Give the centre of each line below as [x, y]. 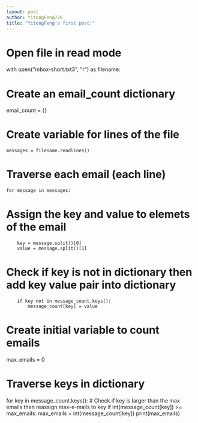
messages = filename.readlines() [48, 151]
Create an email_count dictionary [91, 94]
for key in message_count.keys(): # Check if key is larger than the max [93, 400]
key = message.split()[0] [49, 243]
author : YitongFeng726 [34, 17]
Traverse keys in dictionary [76, 384]
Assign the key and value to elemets [98, 215]
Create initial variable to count [83, 330]
